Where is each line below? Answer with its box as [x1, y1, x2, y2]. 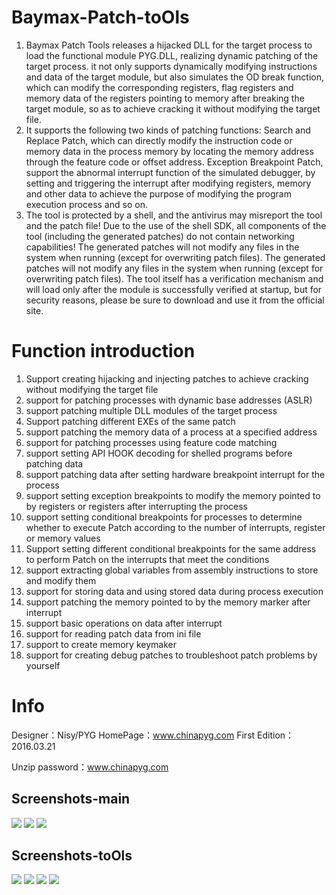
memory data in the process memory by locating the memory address [25, 145, 314, 157]
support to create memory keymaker [25, 638, 177, 650]
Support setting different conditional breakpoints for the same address [25, 542, 317, 555]
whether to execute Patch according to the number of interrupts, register [25, 521, 326, 533]
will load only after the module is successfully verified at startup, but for [25, 283, 323, 295]
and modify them [25, 574, 97, 586]
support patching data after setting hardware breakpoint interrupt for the [25, 468, 326, 480]
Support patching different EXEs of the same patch [25, 415, 236, 427]
